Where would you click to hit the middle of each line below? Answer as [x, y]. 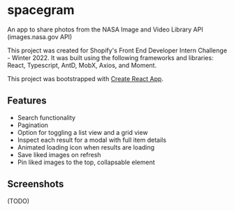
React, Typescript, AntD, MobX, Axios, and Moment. [82, 65]
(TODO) [19, 201]
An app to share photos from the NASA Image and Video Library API [105, 29]
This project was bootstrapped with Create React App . [86, 78]
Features [27, 101]
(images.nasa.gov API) [40, 36]
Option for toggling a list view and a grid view [82, 132]
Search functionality [46, 117]
